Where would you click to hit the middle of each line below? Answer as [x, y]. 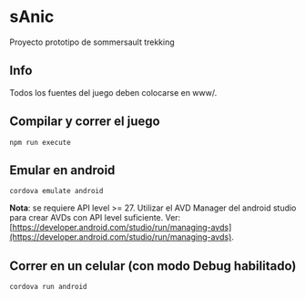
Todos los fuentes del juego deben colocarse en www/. [113, 92]
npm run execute [40, 142]
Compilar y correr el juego [85, 122]
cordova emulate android [56, 191]
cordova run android [49, 287]
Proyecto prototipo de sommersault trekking [92, 42]
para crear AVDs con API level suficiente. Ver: [95, 218]
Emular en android [62, 170]
